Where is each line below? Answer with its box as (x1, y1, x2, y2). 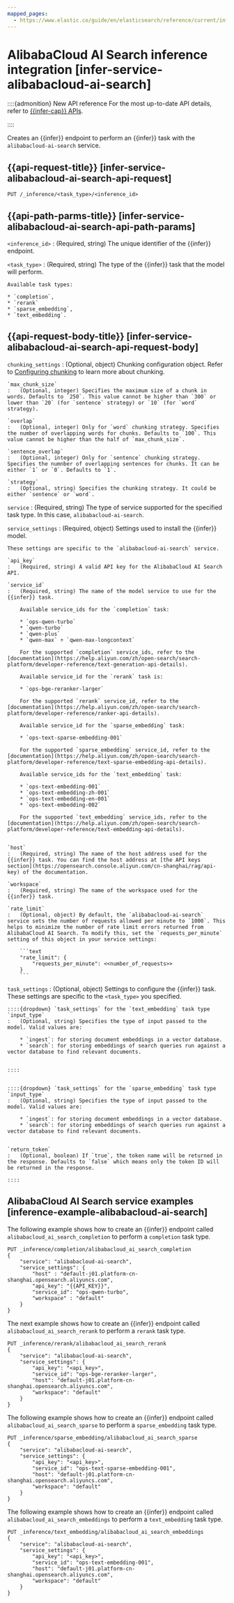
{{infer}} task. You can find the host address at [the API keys (7, 856, 201, 863)
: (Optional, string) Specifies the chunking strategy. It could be (7, 484, 217, 492)
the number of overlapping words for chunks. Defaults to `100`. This (7, 430, 217, 437)
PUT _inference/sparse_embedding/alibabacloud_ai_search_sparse (7, 1434, 198, 1441)
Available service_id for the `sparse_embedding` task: (19, 722, 186, 729)
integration (7, 61, 73, 77)
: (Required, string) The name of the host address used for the (7, 850, 208, 857)
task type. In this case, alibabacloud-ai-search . (7, 510, 144, 519)
